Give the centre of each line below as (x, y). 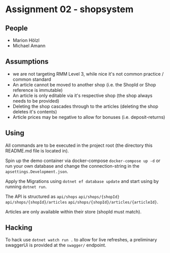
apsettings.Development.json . (37, 171)
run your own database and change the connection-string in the (73, 166)
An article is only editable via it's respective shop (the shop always (82, 96)
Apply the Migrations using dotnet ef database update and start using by (82, 181)
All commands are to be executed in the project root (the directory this (79, 145)
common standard (32, 79)
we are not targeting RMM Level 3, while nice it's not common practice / (88, 74)
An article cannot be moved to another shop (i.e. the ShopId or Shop (84, 84)
